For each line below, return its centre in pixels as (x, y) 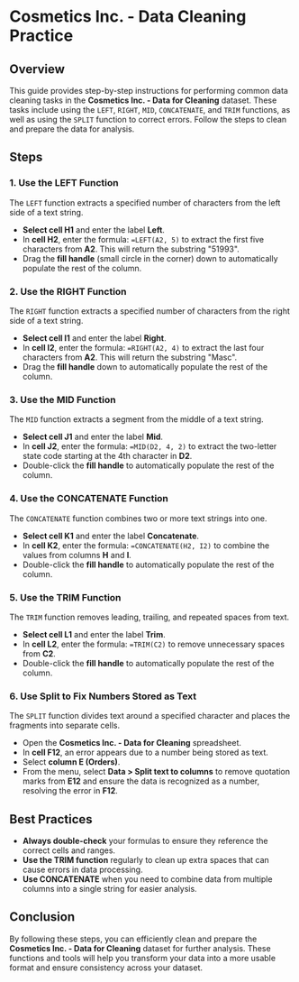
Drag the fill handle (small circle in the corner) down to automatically (150, 258)
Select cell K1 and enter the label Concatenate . (111, 536)
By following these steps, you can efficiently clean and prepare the (133, 939)
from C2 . (39, 653)
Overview (37, 69)
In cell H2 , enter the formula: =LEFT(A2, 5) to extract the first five (143, 239)
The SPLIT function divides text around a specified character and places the (150, 716)
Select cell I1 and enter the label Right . (94, 338)
